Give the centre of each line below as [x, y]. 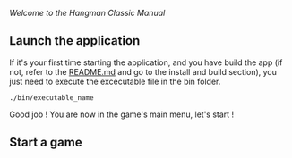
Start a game [46, 142]
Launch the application [75, 41]
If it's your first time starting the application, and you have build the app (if [146, 62]
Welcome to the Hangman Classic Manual [87, 13]
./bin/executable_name [52, 97]
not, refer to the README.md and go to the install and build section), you [143, 71]
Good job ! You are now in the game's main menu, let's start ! [122, 114]
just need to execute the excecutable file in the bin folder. [115, 81]
